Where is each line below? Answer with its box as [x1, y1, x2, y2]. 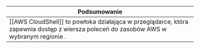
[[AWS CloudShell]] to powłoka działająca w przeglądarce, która [9, 18, 189, 25]
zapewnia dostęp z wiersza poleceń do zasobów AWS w [9, 25, 167, 33]
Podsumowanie [77, 8, 123, 15]
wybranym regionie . [9, 33, 67, 40]
